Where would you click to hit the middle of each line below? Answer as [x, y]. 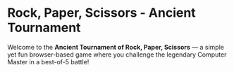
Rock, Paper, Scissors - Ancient [101, 13]
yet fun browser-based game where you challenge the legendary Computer [117, 55]
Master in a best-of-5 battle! [48, 62]
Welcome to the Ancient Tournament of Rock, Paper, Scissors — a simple [116, 47]
